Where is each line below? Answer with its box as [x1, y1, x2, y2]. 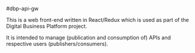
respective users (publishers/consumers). [6, 41, 108, 47]
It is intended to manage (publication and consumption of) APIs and [6, 34, 171, 41]
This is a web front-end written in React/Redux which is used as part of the [6, 16, 189, 23]
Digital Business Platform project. [6, 23, 88, 29]
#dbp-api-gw [6, 5, 39, 12]
